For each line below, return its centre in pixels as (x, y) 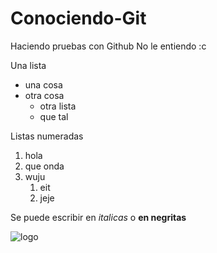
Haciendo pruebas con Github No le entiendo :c (108, 46)
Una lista (28, 65)
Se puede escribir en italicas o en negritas (98, 217)
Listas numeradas (47, 136)
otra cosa (44, 95)
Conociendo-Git (78, 18)
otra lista (58, 106)
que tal (54, 116)
